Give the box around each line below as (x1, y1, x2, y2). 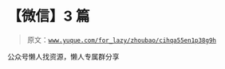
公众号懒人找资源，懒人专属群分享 (7, 52, 120, 61)
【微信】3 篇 (7, 7, 90, 25)
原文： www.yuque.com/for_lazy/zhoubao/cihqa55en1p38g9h (26, 35, 217, 44)
